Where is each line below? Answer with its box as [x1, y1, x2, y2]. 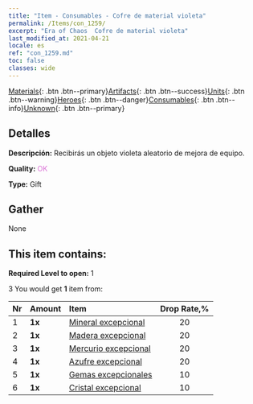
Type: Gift [8, 179, 42, 189]
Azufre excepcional [68, 356, 143, 367]
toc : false [8, 57, 45, 65]
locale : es [8, 42, 45, 50]
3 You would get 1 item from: [8, 284, 103, 294]
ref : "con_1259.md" [8, 49, 74, 57]
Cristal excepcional [68, 382, 142, 394]
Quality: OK [8, 163, 48, 173]
